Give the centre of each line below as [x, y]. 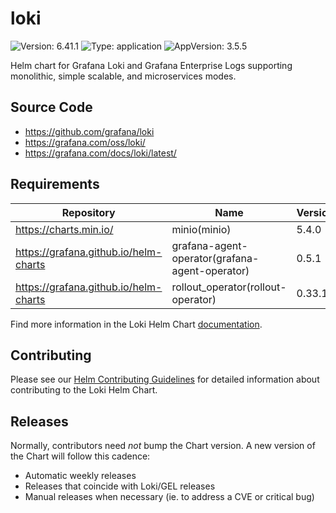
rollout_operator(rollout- [229, 287]
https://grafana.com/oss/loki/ [85, 142]
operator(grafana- [215, 258]
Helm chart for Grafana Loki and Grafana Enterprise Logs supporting [151, 65]
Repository [88, 212]
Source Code [51, 107]
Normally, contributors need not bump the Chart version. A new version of [163, 446]
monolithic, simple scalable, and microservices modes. [123, 76]
